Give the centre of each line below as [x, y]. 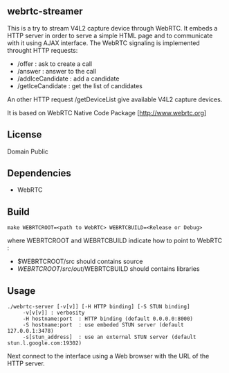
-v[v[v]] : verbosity [54, 313]
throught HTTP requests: [43, 50]
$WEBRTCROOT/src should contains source [80, 262]
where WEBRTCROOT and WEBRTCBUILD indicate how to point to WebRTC [115, 241]
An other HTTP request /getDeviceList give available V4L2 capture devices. [115, 99]
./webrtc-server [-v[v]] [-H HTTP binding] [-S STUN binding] [99, 307]
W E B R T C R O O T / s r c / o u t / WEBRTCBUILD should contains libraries [108, 269]
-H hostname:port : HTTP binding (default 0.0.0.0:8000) [108, 319]
